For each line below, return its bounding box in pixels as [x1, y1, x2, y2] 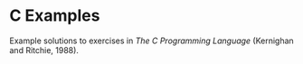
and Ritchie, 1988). [9, 44, 80, 55]
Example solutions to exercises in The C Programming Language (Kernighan [9, 35, 294, 46]
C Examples [9, 5, 100, 26]
